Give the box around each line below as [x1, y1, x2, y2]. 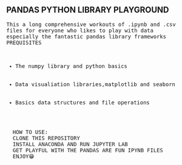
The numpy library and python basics [15, 62, 127, 69]
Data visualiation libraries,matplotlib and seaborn [15, 81, 176, 87]
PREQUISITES [6, 39, 42, 46]
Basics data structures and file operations [15, 99, 150, 106]
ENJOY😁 [12, 153, 35, 160]
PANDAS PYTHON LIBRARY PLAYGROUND [6, 5, 169, 15]
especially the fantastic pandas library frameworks [6, 33, 167, 40]
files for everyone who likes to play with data [6, 27, 153, 34]
